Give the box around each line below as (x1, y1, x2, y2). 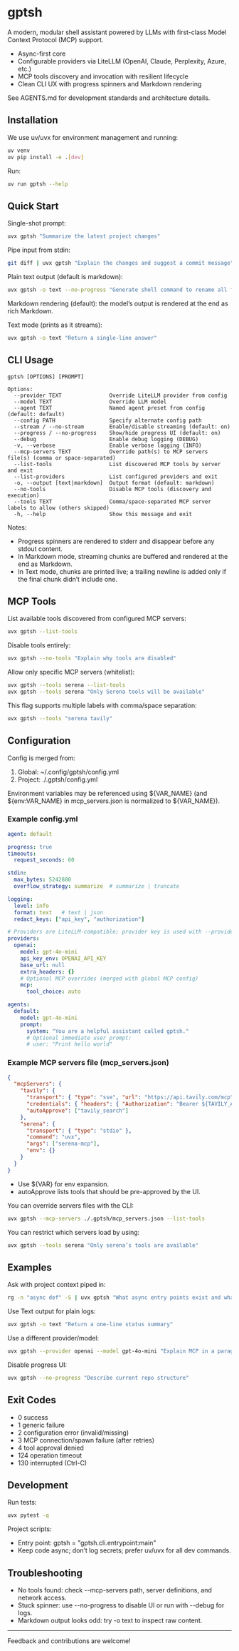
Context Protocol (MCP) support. (7, 35, 104, 44)
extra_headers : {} (20, 968, 75, 975)
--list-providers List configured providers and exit (14, 473, 218, 480)
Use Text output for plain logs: (7, 1307, 96, 1316)
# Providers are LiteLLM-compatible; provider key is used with (7, 929, 202, 936)
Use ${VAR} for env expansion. (17, 1179, 110, 1188)
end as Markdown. (17, 560, 73, 568)
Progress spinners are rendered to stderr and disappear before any (17, 537, 215, 545)
